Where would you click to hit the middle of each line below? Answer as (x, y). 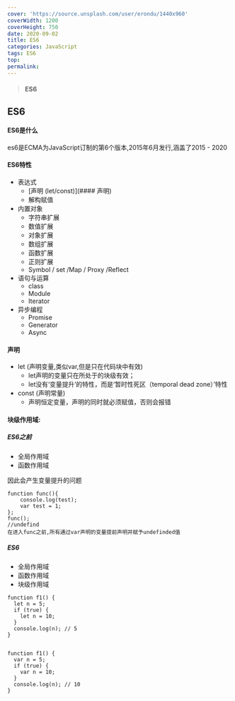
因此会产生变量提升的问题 (45, 480)
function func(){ (33, 494)
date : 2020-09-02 (33, 34)
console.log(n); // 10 (47, 684)
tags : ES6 (22, 54)
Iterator (39, 301)
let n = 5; (30, 604)
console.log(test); (49, 500)
